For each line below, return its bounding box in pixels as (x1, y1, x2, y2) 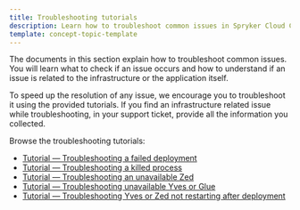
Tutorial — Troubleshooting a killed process (21, 162, 183, 174)
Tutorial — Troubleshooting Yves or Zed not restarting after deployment (21, 190, 286, 201)
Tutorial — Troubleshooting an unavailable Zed (21, 172, 195, 182)
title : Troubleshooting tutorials (9, 12, 138, 22)
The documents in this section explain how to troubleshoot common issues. (9, 54, 287, 65)
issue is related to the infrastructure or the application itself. (9, 73, 229, 84)
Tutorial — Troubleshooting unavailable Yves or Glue (21, 182, 216, 192)
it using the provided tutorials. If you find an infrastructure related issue (9, 100, 271, 110)
